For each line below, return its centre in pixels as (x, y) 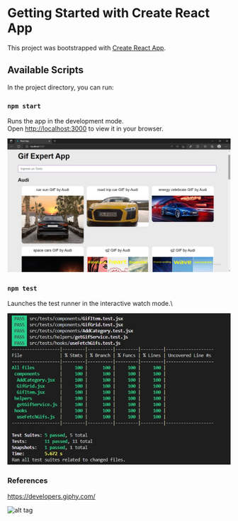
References (28, 481)
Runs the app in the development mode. (66, 121)
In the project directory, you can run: (61, 87)
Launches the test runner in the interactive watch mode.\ (90, 304)
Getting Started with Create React (109, 13)
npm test (22, 288)
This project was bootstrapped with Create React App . (87, 48)
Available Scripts (45, 70)
